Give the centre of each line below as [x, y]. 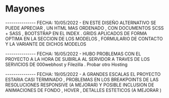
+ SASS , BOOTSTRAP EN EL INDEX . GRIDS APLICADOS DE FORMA [76, 33]
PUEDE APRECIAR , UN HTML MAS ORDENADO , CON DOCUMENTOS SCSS [84, 28]
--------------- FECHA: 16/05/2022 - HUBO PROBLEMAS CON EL [73, 54]
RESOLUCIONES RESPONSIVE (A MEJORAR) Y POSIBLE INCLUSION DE [80, 85]
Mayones [25, 9]
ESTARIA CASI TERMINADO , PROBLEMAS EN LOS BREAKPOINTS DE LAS [82, 79]
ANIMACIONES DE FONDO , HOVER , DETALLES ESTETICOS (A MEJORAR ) [83, 90]
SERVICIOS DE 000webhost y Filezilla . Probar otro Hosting [66, 64]
